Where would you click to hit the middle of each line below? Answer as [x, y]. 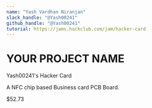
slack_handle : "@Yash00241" [42, 18]
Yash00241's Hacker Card [39, 76]
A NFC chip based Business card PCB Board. [63, 87]
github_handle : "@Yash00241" [43, 23]
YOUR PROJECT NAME [66, 59]
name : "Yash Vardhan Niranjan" [46, 12]
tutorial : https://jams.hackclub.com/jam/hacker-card [76, 29]
